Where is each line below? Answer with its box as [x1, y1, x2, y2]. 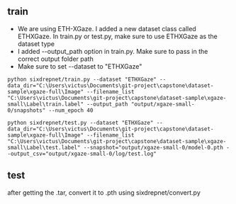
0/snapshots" [7, 106, 46, 114]
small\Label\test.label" [7, 144, 81, 151]
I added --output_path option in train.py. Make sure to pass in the [17, 47, 208, 55]
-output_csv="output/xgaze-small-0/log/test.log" [7, 150, 157, 157]
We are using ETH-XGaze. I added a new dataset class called [17, 24, 196, 33]
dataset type [17, 39, 55, 48]
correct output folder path [17, 55, 94, 63]
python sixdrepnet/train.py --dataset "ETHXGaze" [7, 76, 157, 83]
